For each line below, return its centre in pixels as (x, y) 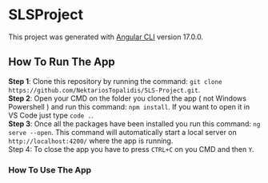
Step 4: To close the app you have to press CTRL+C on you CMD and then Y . (131, 149)
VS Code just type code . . (51, 115)
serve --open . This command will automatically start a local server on (123, 132)
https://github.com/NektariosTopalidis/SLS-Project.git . (104, 90)
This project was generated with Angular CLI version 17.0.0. (106, 37)
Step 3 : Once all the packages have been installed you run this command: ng (134, 123)
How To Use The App (50, 169)
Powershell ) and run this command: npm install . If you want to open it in (129, 106)
